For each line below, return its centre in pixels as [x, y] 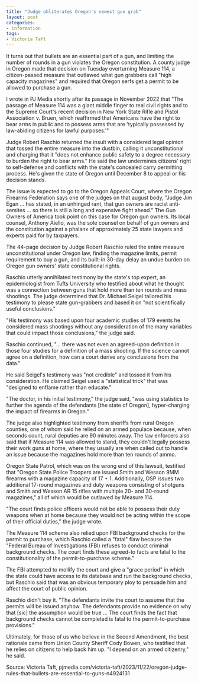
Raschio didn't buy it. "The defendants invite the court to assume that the [95, 600]
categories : [21, 23]
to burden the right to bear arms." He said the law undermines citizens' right [99, 161]
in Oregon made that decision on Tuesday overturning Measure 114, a [91, 68]
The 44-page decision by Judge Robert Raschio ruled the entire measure [95, 247]
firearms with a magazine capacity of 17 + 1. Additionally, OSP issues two [95, 478]
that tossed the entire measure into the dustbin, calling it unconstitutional [95, 148]
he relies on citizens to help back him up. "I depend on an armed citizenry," [98, 649]
